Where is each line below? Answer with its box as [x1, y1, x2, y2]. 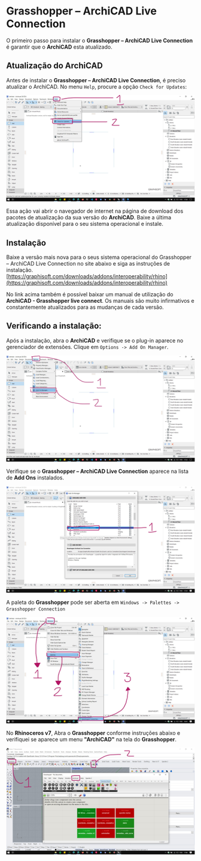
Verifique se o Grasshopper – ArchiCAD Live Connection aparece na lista [6, 467, 189, 475]
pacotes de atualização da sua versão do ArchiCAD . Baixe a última [6, 214, 172, 221]
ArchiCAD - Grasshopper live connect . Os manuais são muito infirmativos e [6, 297, 194, 305]
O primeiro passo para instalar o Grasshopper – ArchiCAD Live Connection [6, 37, 193, 44]
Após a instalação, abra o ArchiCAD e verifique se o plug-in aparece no [6, 336, 184, 344]
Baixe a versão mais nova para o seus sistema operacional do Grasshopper [6, 254, 192, 261]
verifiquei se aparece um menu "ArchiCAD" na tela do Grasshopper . [6, 736, 177, 743]
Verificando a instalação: [6, 321, 102, 331]
